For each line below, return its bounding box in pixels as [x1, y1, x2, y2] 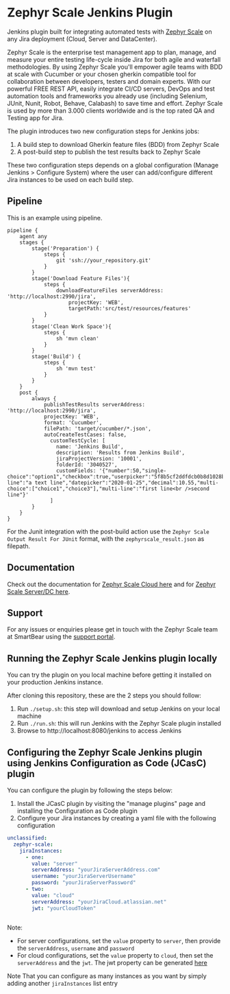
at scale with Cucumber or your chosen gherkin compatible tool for [7, 70, 196, 78]
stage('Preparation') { [31, 245, 99, 252]
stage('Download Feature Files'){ [31, 275, 130, 282]
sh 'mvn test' [55, 365, 97, 372]
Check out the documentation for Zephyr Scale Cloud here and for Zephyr [7, 580, 216, 588]
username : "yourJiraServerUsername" [31, 873, 136, 880]
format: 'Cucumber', [43, 419, 103, 426]
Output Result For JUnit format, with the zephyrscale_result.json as [7, 534, 205, 543]
